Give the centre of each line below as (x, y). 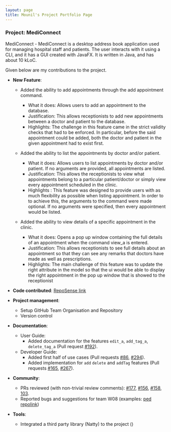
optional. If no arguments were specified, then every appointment (97, 206)
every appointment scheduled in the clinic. (72, 185)
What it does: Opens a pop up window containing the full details (95, 237)
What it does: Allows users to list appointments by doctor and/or (95, 163)
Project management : (36, 300)
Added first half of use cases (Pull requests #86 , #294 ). (87, 357)
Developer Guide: (39, 352)
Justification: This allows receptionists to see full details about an (96, 248)
